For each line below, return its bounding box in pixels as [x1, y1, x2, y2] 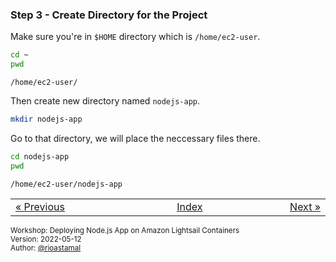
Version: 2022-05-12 [10, 234, 82, 244]
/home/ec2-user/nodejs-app [10, 179, 123, 189]
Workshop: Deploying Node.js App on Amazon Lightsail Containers [10, 225, 240, 235]
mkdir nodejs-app [10, 114, 83, 125]
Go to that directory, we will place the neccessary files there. [10, 132, 261, 144]
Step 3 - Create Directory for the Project [10, 8, 208, 22]
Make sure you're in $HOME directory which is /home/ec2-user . [10, 31, 261, 43]
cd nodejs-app [10, 151, 70, 162]
